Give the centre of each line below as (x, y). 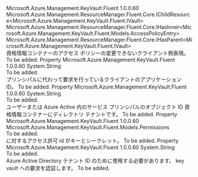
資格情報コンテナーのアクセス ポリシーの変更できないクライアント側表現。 (98, 53)
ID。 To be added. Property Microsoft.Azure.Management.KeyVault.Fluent (96, 87)
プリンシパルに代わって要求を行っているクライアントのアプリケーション (94, 79)
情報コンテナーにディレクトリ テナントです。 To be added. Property (94, 114)
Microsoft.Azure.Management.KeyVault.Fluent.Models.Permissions (88, 127)
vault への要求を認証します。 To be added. (58, 168)
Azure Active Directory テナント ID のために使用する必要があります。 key (95, 161)
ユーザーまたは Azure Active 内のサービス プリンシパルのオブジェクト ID (95, 107)
